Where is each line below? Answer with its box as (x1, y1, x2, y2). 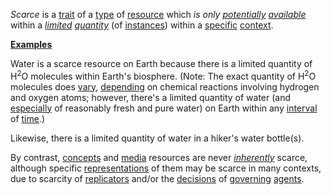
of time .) (10, 112, 46, 124)
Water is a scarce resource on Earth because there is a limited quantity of (10, 58, 313, 69)
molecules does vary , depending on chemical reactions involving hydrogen (10, 80, 320, 93)
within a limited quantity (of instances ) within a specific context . (10, 19, 274, 31)
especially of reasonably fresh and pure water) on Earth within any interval (10, 102, 318, 114)
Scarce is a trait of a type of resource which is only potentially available (10, 9, 307, 20)
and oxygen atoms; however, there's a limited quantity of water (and (10, 91, 292, 103)
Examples (10, 39, 53, 50)
